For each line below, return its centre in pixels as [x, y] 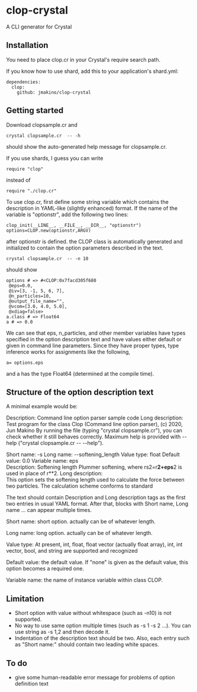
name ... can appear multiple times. [49, 510]
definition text [32, 684]
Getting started [35, 110]
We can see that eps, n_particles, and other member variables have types [96, 333]
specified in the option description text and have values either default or [94, 339]
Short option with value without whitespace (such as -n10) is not [93, 613]
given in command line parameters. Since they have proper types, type [93, 345]
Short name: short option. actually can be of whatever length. [81, 521]
